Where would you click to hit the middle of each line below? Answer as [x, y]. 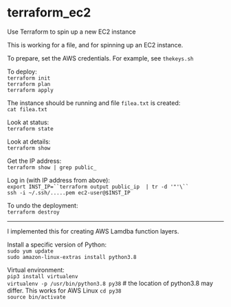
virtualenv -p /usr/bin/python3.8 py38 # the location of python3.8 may [110, 283]
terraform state [30, 128]
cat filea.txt [27, 109]
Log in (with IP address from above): [58, 180]
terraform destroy [33, 212]
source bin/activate [37, 297]
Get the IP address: [34, 161]
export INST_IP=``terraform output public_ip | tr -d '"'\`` [98, 187]
